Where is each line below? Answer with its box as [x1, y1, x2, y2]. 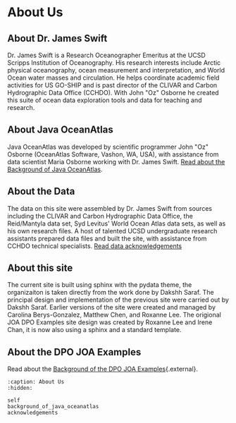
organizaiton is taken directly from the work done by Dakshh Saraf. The [7, 288, 214, 297]
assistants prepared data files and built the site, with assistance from [7, 234, 207, 243]
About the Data [7, 185, 75, 197]
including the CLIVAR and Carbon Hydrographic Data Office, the [7, 211, 194, 220]
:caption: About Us [7, 379, 65, 386]
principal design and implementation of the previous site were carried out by [7, 295, 229, 304]
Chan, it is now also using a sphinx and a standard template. [7, 326, 182, 334]
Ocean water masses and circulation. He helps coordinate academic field [7, 73, 220, 82]
